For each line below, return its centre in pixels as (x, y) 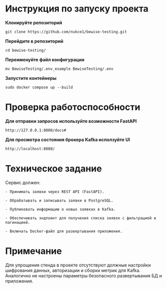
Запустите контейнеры (31, 78)
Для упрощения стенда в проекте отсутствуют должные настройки (78, 265)
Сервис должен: (23, 182)
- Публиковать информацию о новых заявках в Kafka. (60, 209)
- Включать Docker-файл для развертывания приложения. (64, 231)
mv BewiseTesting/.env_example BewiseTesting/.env (59, 69)
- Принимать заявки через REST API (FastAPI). (55, 192)
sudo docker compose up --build (39, 87)
